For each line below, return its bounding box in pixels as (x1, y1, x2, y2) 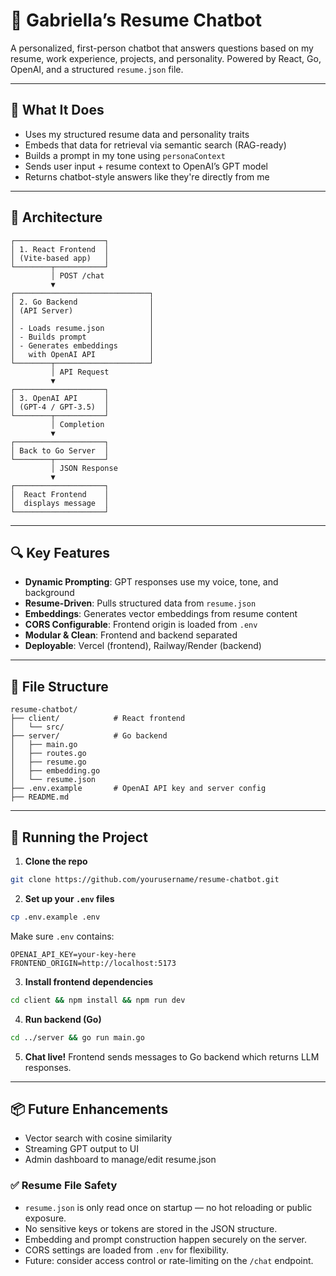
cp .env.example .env (10, 912, 101, 922)
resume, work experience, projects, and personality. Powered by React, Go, (10, 52, 322, 64)
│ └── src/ (10, 722, 65, 733)
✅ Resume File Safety (10, 1179, 118, 1193)
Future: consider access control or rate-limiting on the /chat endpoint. (24, 1254, 314, 1266)
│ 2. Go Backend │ (10, 297, 155, 307)
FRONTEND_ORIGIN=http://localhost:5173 (10, 958, 177, 968)
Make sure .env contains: (10, 930, 115, 942)
